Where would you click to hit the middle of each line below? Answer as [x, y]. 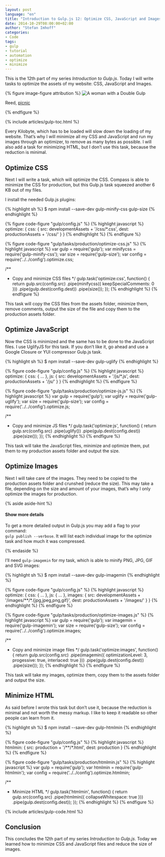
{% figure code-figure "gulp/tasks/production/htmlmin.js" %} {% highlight [80, 762]
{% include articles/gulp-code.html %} [44, 811]
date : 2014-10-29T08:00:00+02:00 [39, 23]
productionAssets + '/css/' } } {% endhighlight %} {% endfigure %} [73, 234]
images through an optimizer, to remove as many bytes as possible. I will [78, 142]
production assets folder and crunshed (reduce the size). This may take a [79, 483]
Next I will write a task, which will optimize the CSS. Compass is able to [77, 179]
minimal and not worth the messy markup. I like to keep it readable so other [81, 712]
